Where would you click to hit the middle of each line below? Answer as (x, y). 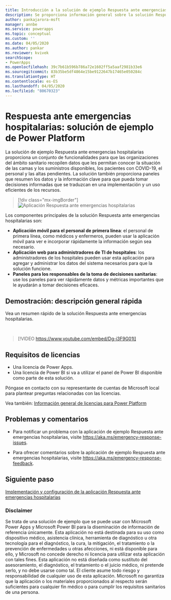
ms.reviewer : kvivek (27, 53)
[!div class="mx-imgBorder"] (48, 200)
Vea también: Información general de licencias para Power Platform (76, 403)
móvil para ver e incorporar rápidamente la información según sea (82, 241)
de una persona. (22, 592)
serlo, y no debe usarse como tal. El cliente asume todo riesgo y (73, 570)
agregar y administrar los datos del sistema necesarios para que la (82, 263)
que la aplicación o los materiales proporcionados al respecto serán (76, 581)
